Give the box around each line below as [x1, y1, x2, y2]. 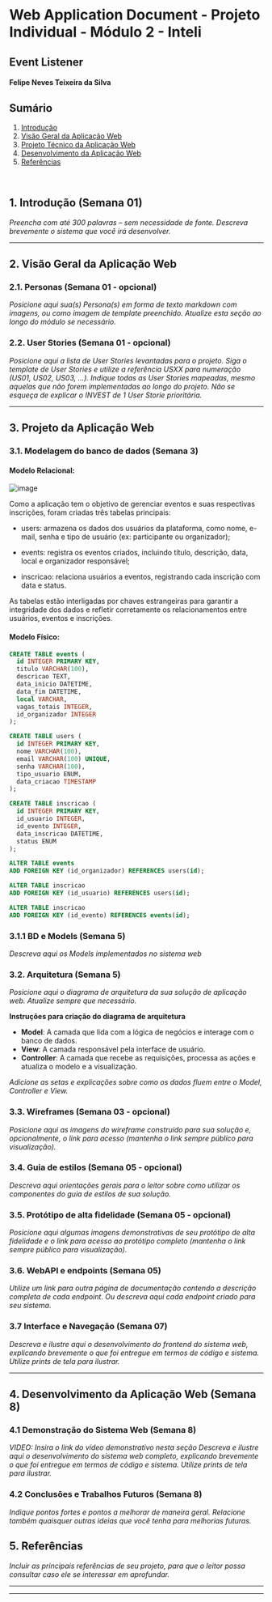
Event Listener [9, 55, 84, 69]
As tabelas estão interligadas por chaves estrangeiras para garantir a [9, 597, 239, 606]
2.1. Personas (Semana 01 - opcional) [9, 282, 157, 293]
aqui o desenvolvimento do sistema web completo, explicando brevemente [9, 1451, 259, 1461]
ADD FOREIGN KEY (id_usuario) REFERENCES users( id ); [9, 889, 190, 897]
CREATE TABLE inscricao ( [9, 800, 96, 808]
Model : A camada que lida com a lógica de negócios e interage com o [20, 1027, 255, 1037]
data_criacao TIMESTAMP [16, 777, 96, 786]
